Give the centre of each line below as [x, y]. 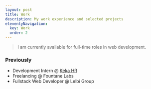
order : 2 [19, 33]
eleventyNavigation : [27, 24]
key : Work [20, 28]
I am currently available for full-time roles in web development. [81, 47]
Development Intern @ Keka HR [45, 71]
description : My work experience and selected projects [64, 19]
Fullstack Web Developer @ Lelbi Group [53, 81]
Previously [18, 60]
